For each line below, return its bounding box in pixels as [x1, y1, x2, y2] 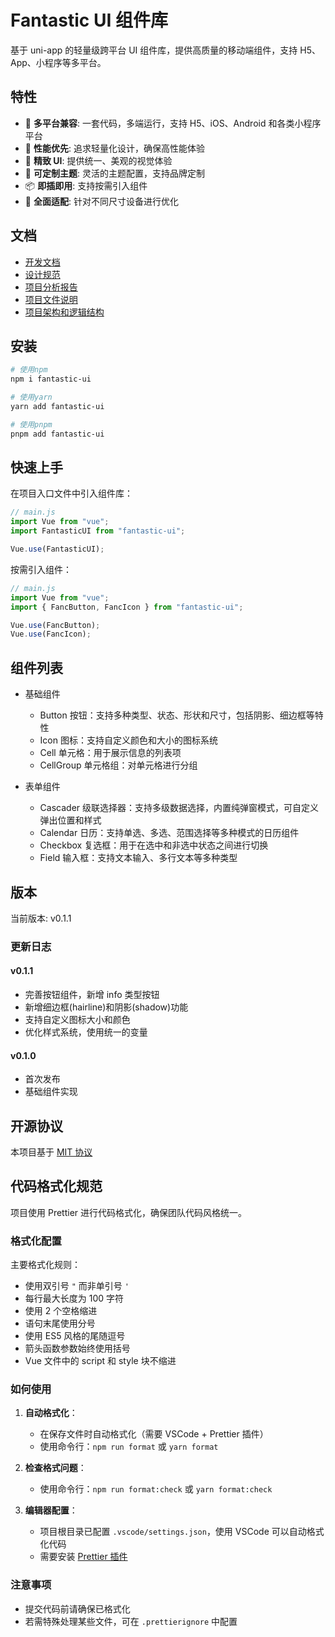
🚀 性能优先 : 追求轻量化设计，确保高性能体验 [24, 142, 205, 154]
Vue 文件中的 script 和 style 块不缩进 [24, 1355, 177, 1367]
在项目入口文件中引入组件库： [10, 487, 133, 500]
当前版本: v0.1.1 [10, 912, 72, 924]
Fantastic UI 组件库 [10, 9, 168, 32]
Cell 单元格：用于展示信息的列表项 [39, 747, 182, 759]
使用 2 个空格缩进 [24, 1305, 98, 1317]
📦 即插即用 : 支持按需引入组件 [24, 179, 148, 191]
